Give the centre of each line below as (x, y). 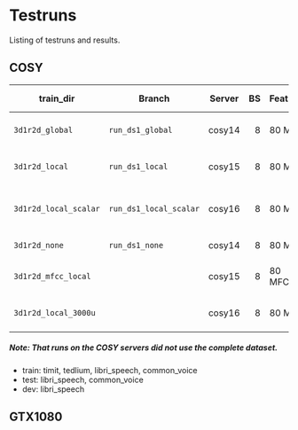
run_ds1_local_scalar (154, 208)
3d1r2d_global (43, 130)
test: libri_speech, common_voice (82, 379)
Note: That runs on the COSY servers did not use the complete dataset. (143, 348)
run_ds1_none (136, 245)
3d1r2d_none (39, 245)
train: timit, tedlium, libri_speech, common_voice (110, 370)
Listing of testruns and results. (65, 40)
